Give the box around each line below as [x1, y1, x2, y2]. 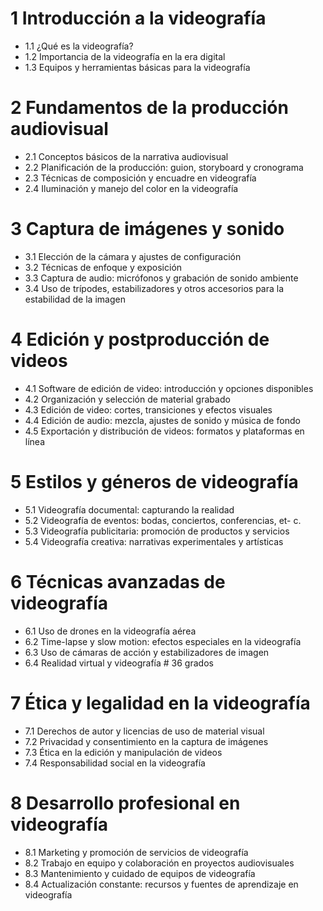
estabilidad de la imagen [24, 293, 126, 305]
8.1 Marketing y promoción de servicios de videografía [24, 846, 249, 858]
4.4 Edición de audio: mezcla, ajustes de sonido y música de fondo [24, 414, 301, 426]
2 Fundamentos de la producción [10, 97, 289, 119]
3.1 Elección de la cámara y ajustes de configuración [24, 250, 242, 262]
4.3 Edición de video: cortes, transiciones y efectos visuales [24, 403, 273, 416]
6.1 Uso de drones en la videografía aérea [24, 625, 197, 637]
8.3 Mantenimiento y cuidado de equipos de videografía [24, 867, 256, 879]
